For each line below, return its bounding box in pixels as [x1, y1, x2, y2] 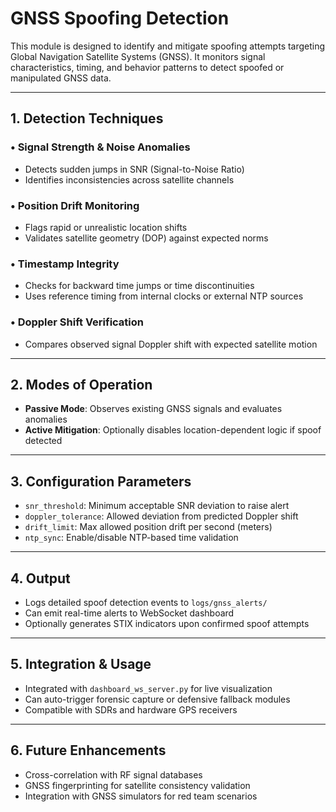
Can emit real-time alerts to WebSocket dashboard [24, 607, 235, 619]
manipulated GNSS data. [10, 72, 112, 84]
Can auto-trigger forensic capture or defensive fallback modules [24, 693, 291, 705]
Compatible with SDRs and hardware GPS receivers [24, 703, 238, 716]
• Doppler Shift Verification [10, 315, 145, 329]
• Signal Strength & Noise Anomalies [10, 140, 191, 154]
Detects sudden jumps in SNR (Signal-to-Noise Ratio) [24, 163, 245, 175]
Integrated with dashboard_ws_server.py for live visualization [24, 682, 273, 694]
